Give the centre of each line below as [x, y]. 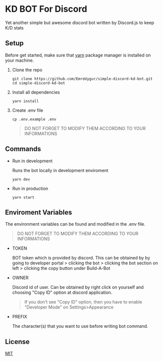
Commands [23, 149]
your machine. [20, 60]
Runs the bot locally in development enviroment [60, 170]
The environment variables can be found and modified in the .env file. [75, 224]
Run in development [32, 161]
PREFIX [20, 317]
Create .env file [27, 110]
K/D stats [14, 27]
